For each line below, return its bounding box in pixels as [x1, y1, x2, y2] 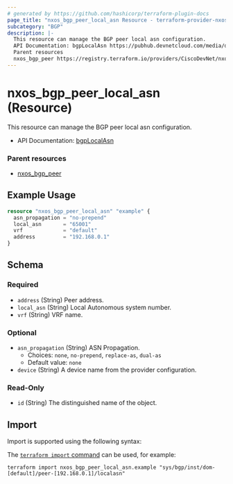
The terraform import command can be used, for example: [7, 451, 176, 459]
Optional [7, 327, 37, 337]
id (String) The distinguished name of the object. [17, 399, 157, 407]
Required [7, 280, 39, 290]
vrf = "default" [13, 227, 98, 234]
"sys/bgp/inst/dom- [159, 464, 216, 472]
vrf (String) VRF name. [17, 310, 83, 319]
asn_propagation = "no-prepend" [13, 214, 107, 221]
